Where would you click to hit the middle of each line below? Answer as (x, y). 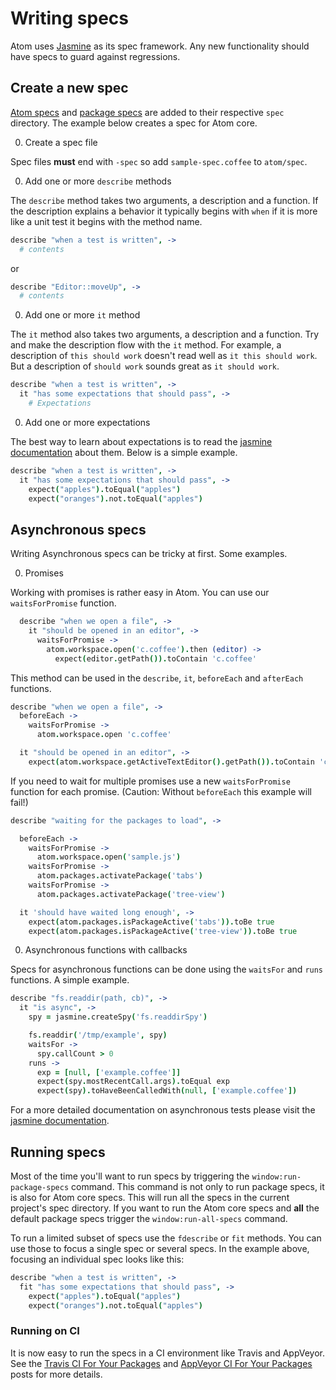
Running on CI (45, 1331)
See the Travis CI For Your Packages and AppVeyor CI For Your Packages (161, 1363)
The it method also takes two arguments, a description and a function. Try (165, 334)
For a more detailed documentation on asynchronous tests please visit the (163, 1110)
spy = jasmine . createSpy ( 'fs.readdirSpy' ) (118, 1017)
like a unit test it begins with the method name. (106, 221)
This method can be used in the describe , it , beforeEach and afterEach (157, 678)
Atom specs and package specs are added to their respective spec (147, 112)
